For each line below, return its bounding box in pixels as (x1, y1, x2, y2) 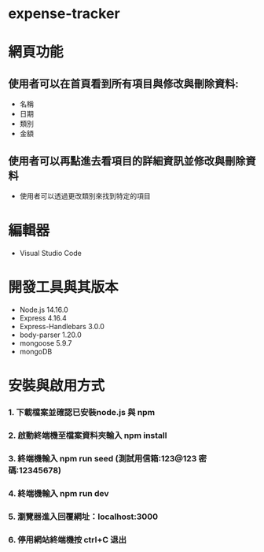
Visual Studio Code (19, 248, 82, 257)
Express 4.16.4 (19, 313, 67, 323)
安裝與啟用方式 (8, 377, 105, 395)
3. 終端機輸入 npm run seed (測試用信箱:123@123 (8, 453, 197, 464)
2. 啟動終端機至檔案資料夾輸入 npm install (8, 430, 167, 441)
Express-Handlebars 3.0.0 (19, 321, 104, 331)
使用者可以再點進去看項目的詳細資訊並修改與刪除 (8, 154, 246, 168)
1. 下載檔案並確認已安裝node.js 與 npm (8, 406, 156, 417)
